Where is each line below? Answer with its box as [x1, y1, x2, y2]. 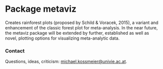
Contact [5, 47, 25, 54]
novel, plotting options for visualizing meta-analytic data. [5, 35, 120, 41]
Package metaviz [5, 3, 77, 15]
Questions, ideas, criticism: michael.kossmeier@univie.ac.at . [5, 59, 127, 65]
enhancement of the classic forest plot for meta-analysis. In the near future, [5, 24, 158, 30]
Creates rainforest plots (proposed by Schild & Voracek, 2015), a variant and [5, 20, 159, 25]
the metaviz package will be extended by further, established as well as [5, 30, 149, 36]
